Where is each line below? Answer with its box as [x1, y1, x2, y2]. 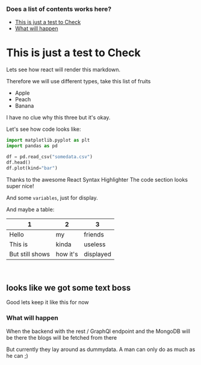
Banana [14, 102, 34, 110]
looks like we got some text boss [6, 283, 131, 293]
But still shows [9, 250, 50, 258]
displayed [84, 250, 111, 258]
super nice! [6, 182, 34, 189]
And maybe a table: [6, 206, 55, 213]
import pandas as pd [6, 143, 58, 149]
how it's [55, 250, 78, 258]
